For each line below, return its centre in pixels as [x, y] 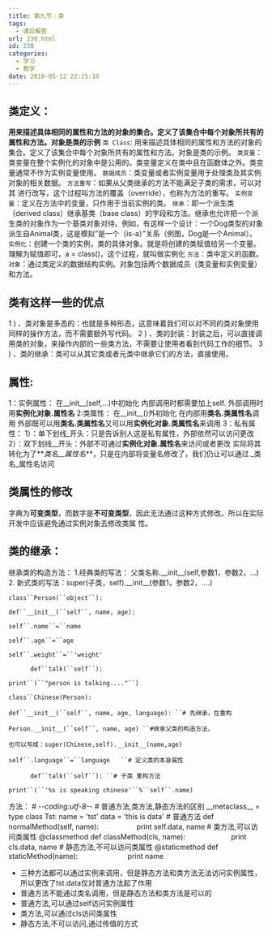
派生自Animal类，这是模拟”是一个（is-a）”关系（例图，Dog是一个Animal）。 [133, 234]
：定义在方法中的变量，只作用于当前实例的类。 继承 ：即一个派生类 [124, 203]
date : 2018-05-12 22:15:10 [54, 76]
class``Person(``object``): [56, 597]
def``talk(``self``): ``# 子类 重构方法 [95, 776]
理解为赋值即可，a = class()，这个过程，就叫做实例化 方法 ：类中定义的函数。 [136, 254]
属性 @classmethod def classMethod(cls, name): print [134, 836]
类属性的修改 [40, 492]
